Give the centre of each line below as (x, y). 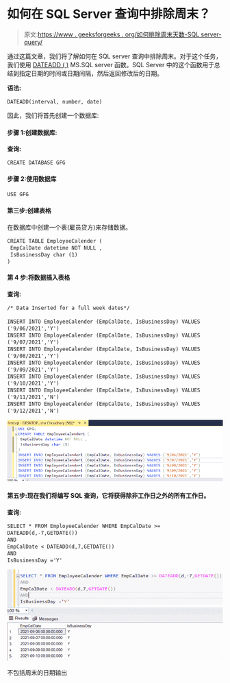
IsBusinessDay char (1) (44, 254)
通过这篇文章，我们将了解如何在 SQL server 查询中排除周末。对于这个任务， (115, 56)
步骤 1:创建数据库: (32, 132)
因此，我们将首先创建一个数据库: (53, 115)
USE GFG (18, 195)
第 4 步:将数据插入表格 (39, 278)
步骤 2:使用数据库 (32, 178)
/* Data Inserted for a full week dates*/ (68, 308)
